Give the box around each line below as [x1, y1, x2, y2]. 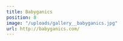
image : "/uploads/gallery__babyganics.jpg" [6, 20, 118, 26]
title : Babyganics [6, 8, 53, 15]
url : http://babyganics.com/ [6, 25, 80, 32]
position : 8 [6, 14, 36, 20]
